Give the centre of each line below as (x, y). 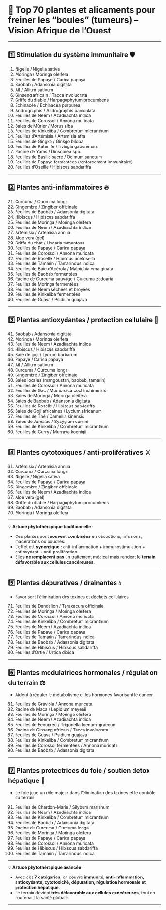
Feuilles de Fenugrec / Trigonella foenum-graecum (66, 724)
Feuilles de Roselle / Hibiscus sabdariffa (55, 406)
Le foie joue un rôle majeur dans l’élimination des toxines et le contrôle (85, 792)
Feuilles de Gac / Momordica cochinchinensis (60, 390)
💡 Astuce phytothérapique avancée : (46, 867)
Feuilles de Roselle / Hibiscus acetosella (55, 258)
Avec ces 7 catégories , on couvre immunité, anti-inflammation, (80, 877)
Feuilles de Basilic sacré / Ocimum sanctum (58, 157)
